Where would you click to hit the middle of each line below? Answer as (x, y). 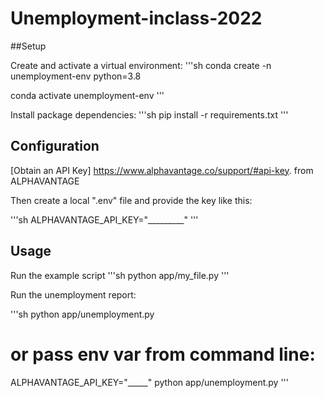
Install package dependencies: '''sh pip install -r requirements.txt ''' (149, 114)
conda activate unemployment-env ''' (87, 95)
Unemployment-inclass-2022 (136, 18)
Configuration (55, 146)
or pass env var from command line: (163, 354)
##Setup (28, 46)
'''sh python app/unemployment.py (82, 314)
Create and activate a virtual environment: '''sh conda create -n (141, 65)
